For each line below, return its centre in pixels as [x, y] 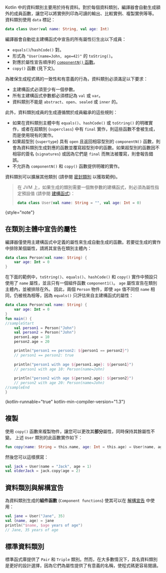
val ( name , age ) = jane [30, 520]
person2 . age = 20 [32, 342]
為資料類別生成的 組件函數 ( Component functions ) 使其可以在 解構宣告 [75, 501]
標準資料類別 [25, 546]
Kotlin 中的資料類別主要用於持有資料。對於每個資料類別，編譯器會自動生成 [81, 7]
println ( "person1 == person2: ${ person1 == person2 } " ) [72, 351]
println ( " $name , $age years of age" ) [44, 525]
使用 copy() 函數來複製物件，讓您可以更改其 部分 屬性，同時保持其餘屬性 [78, 431]
